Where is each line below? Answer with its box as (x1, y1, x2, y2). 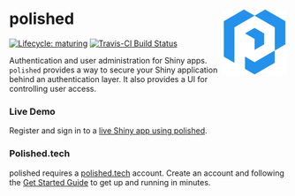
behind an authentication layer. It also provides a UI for (9, 73, 208, 84)
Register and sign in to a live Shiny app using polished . (9, 125, 208, 136)
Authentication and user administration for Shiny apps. (9, 55, 208, 65)
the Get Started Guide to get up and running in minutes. (9, 177, 211, 187)
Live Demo (9, 105, 56, 117)
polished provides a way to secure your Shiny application (9, 64, 218, 75)
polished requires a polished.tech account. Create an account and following (9, 168, 285, 178)
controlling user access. (9, 83, 97, 94)
